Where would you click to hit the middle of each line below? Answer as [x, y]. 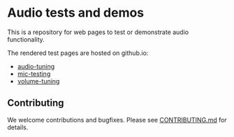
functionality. [26, 39]
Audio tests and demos [76, 13]
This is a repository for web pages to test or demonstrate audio [98, 32]
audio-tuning [36, 66]
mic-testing [34, 74]
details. [18, 127]
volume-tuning [38, 81]
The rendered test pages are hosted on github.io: [78, 53]
